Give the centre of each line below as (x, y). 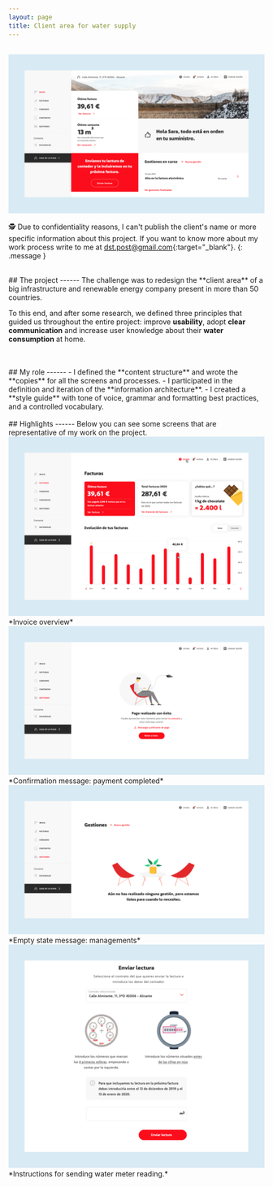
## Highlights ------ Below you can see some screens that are (113, 423)
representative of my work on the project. (78, 432)
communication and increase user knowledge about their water (116, 330)
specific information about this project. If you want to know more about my (133, 238)
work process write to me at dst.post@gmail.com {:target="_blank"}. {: (126, 247)
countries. (25, 297)
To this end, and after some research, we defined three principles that (125, 313)
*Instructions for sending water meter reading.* (88, 1173)
